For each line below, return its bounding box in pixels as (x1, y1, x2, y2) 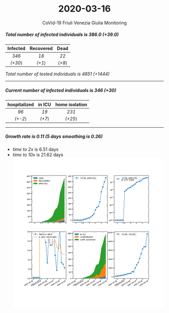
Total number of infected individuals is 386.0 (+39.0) (5, 31, 119, 37)
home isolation (55, 101, 87, 108)
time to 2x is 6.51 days (12, 146, 59, 152)
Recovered (29, 45, 53, 51)
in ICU (38, 101, 51, 108)
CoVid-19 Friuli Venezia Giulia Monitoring (42, 20, 127, 26)
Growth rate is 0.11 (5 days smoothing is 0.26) (5, 133, 103, 139)
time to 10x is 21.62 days (12, 151, 64, 158)
